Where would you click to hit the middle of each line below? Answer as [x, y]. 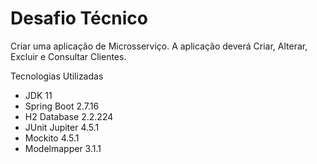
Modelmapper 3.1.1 [63, 148]
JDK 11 [38, 95]
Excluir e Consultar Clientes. [68, 56]
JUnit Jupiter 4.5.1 [62, 127]
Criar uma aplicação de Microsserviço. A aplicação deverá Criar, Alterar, [159, 46]
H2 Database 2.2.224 [69, 116]
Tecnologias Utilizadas [57, 76]
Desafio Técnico [79, 18]
